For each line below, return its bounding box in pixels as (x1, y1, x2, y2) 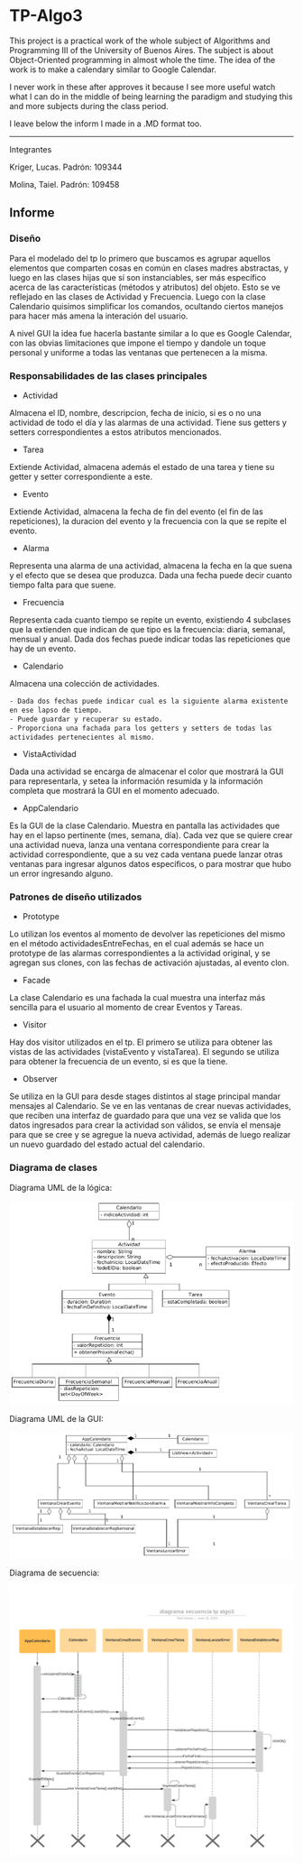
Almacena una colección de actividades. (9, 678, 161, 688)
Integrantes (9, 143, 52, 154)
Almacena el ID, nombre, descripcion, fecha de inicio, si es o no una (9, 407, 262, 418)
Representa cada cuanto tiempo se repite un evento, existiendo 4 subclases (9, 614, 291, 625)
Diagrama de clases (9, 1161, 97, 1174)
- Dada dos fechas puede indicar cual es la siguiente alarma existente (9, 696, 289, 706)
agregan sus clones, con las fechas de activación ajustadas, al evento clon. (9, 957, 289, 968)
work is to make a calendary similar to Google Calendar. (9, 64, 216, 75)
